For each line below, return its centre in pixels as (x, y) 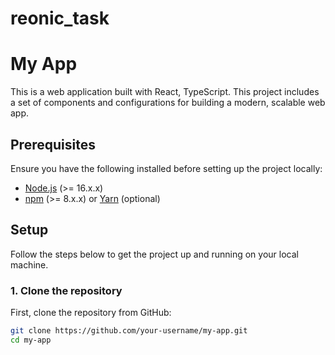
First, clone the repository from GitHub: (91, 313)
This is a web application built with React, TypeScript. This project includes (165, 92)
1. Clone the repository (66, 290)
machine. (29, 264)
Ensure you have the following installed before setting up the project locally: (166, 168)
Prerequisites (53, 144)
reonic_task (60, 18)
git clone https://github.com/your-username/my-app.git (129, 331)
